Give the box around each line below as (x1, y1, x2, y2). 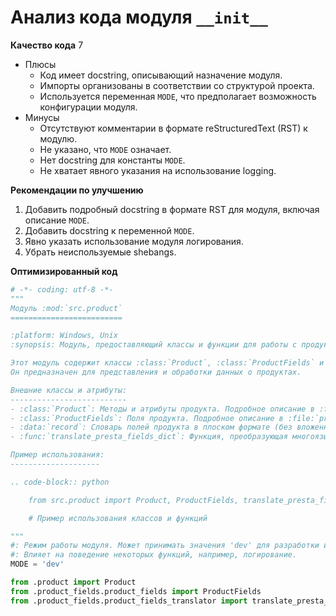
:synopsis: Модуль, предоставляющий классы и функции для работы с (10, 340, 298, 350)
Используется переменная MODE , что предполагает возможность (39, 90, 317, 102)
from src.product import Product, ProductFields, (28, 495, 240, 505)
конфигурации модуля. (39, 101, 138, 113)
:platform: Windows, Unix (10, 331, 118, 341)
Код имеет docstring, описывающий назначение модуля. (39, 69, 283, 81)
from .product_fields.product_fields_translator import (10, 596, 248, 606)
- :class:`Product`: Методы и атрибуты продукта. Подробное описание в (10, 404, 315, 414)
